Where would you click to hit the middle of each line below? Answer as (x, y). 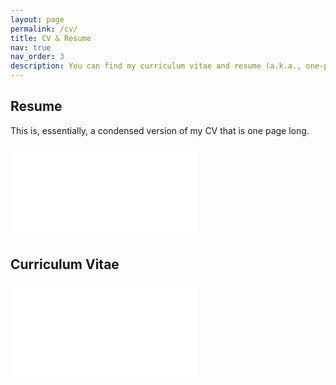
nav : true (31, 47)
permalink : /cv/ (44, 29)
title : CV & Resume (51, 38)
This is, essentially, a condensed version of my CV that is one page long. (160, 130)
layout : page (37, 19)
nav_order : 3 (37, 57)
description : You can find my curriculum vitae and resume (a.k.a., (156, 66)
